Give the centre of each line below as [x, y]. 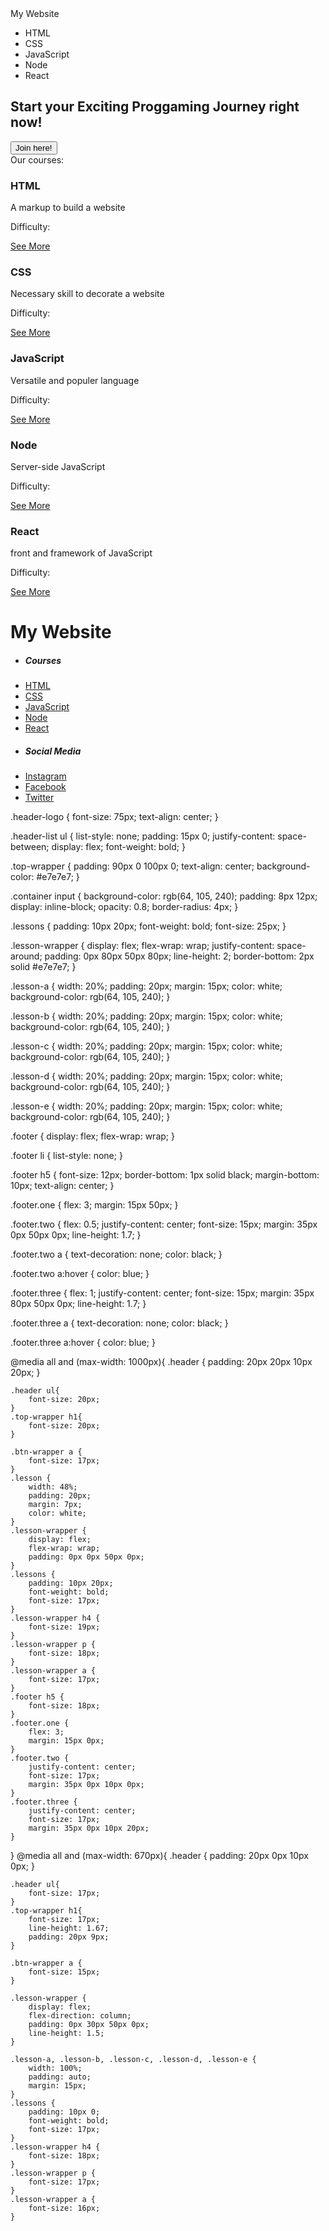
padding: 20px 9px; [69, 1937]
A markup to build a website [68, 208]
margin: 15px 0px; [66, 1741]
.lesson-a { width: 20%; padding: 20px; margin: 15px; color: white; [146, 986]
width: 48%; [53, 1487]
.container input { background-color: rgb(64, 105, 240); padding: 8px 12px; [164, 896]
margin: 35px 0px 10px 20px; [89, 1828]
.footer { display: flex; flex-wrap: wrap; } [92, 1136]
